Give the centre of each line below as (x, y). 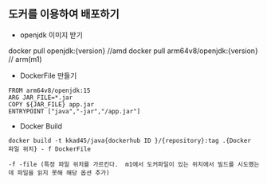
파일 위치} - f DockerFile (50, 149)
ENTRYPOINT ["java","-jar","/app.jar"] (75, 111)
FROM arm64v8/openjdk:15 (49, 90)
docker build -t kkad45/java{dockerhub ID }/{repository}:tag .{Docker (130, 140)
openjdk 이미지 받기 (51, 35)
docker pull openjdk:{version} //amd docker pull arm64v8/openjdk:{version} (133, 51)
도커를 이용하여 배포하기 (64, 14)
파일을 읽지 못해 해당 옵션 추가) (63, 173)
